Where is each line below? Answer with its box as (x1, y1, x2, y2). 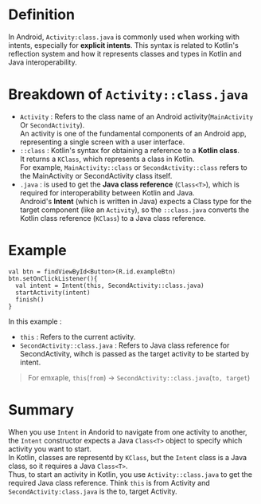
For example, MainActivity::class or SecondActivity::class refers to (19, 162, 248, 172)
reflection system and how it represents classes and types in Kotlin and (8, 49, 242, 58)
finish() (15, 295, 45, 304)
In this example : (8, 317, 62, 326)
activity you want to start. (8, 444, 92, 454)
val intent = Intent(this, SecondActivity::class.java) (15, 282, 205, 289)
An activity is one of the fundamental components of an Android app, (19, 128, 247, 138)
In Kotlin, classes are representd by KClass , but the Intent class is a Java (8, 452, 247, 462)
